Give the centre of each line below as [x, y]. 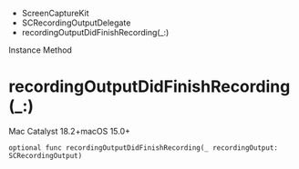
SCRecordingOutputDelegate [76, 23]
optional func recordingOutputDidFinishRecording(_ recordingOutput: [144, 148]
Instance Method [40, 50]
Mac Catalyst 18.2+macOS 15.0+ [70, 131]
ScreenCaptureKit [55, 13]
